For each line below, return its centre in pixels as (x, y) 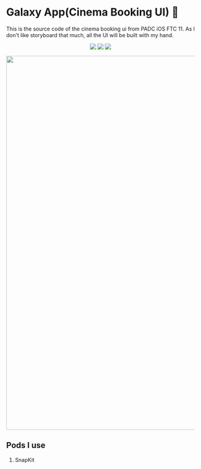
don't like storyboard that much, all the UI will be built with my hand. (90, 35)
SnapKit (25, 459)
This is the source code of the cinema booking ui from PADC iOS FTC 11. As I (100, 29)
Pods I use (26, 445)
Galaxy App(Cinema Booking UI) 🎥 (92, 12)
